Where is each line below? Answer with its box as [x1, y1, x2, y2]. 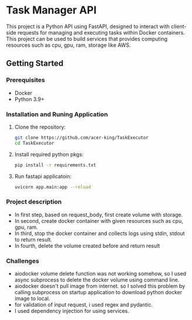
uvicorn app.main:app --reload [14, 184, 91, 190]
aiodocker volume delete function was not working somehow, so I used [14, 270, 186, 277]
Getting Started [6, 59, 64, 68]
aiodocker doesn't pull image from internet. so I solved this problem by [14, 283, 186, 290]
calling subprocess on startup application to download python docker [14, 289, 183, 296]
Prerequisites [6, 76, 45, 84]
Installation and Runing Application [6, 110, 108, 118]
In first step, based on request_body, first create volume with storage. [14, 211, 183, 218]
